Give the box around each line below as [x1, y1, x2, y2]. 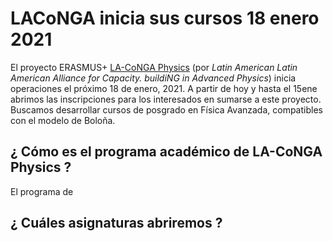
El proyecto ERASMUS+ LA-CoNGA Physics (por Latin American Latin [10, 61, 298, 73]
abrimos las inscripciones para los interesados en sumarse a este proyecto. [10, 93, 322, 105]
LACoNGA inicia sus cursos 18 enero [10, 7, 320, 30]
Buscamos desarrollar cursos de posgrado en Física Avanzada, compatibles [10, 103, 323, 116]
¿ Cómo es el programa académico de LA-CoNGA [10, 143, 323, 161]
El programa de [10, 185, 74, 197]
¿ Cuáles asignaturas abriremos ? [10, 215, 223, 232]
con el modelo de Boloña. [10, 114, 116, 126]
